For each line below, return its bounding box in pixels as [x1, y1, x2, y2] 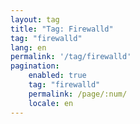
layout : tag [10, 14, 60, 25]
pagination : [10, 61, 60, 71]
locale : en [28, 98, 74, 108]
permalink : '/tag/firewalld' [10, 52, 132, 62]
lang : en [10, 42, 47, 53]
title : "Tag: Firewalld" [10, 24, 114, 34]
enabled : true [28, 71, 87, 81]
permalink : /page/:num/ [28, 89, 128, 99]
